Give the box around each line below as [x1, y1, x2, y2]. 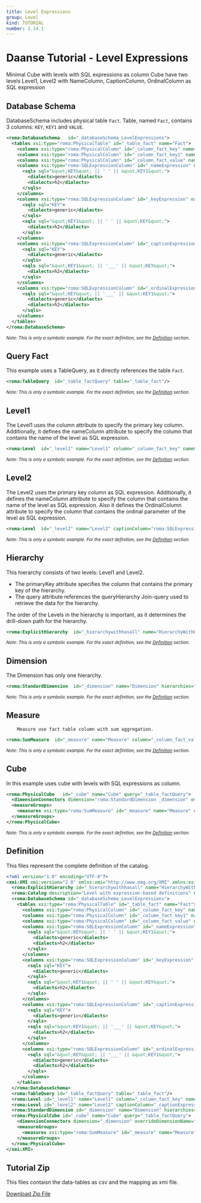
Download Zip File [6, 1190, 51, 1198]
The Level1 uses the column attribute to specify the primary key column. [6, 421, 184, 429]
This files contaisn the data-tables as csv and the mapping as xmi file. [6, 1178, 178, 1186]
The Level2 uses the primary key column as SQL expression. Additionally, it [6, 488, 191, 496]
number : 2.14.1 [6, 25, 44, 32]
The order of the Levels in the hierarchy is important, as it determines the [6, 611, 187, 618]
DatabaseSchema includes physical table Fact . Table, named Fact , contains [6, 117, 193, 124]
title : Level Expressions [6, 8, 71, 15]
